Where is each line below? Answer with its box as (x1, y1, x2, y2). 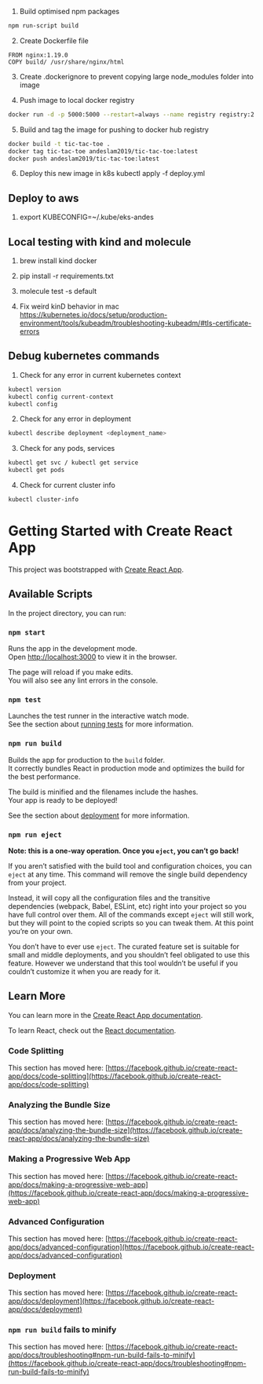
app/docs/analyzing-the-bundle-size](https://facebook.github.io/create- (8, 1126, 243, 1135)
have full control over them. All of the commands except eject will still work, (8, 910, 254, 919)
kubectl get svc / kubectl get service (8, 459, 139, 467)
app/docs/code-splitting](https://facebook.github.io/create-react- (8, 1071, 221, 1081)
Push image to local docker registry (19, 95, 135, 104)
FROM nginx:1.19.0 (8, 51, 68, 59)
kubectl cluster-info (8, 496, 79, 503)
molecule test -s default (19, 287, 97, 295)
